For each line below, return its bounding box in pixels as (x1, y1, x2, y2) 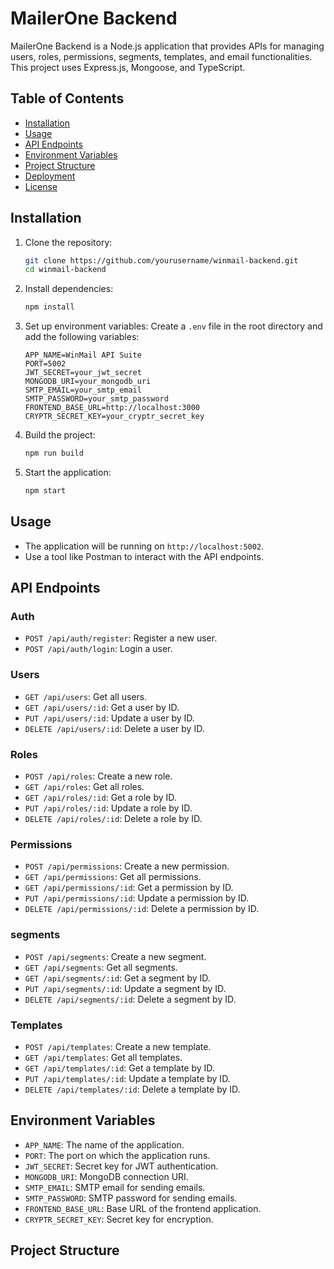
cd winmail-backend (24, 265, 107, 275)
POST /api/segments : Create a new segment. (24, 950, 207, 962)
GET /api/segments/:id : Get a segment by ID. (24, 972, 211, 984)
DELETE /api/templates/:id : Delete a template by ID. (24, 1083, 241, 1095)
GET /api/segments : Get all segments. (24, 961, 178, 973)
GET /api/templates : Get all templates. (24, 1051, 183, 1063)
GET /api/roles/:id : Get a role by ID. (24, 792, 177, 804)
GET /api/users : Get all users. (24, 690, 148, 702)
